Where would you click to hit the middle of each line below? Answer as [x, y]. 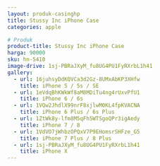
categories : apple [34, 27]
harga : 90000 [26, 53]
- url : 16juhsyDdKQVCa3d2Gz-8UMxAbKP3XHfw [77, 79]
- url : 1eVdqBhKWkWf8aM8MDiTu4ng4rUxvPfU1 [77, 93]
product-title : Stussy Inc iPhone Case [66, 47]
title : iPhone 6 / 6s [51, 99]
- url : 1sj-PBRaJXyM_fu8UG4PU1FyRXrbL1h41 [77, 145]
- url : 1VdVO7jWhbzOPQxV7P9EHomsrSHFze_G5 [77, 131]
